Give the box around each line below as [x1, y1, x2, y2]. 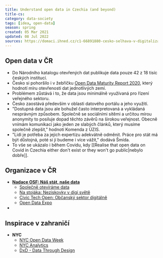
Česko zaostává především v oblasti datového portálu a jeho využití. [12, 101, 149, 106]
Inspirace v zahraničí [5, 219, 70, 227]
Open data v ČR [5, 57, 53, 65]
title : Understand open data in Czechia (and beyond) [5, 7, 116, 12]
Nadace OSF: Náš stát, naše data [12, 179, 80, 185]
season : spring [5, 25, 36, 30]
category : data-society [5, 16, 53, 21]
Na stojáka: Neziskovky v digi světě [19, 189, 91, 195]
